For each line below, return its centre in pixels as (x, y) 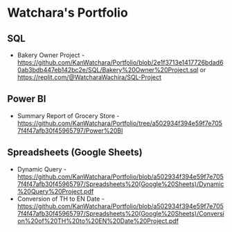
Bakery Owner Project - (51, 55)
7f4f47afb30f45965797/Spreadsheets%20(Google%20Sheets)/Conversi (121, 213)
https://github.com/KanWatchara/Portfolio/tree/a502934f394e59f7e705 (120, 123)
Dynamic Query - (42, 169)
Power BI (27, 99)
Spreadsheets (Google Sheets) (75, 152)
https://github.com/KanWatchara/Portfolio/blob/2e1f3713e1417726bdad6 (120, 63)
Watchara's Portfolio (68, 13)
